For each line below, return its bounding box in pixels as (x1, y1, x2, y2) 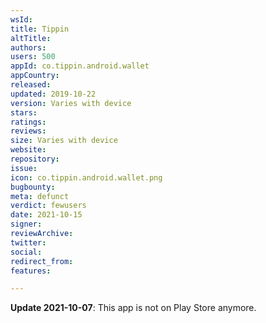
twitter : (10, 237, 47, 248)
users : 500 (10, 52, 56, 62)
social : (10, 247, 43, 257)
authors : (10, 42, 47, 53)
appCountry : (10, 71, 60, 81)
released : (10, 80, 52, 90)
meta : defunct (10, 191, 70, 201)
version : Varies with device (10, 98, 132, 108)
